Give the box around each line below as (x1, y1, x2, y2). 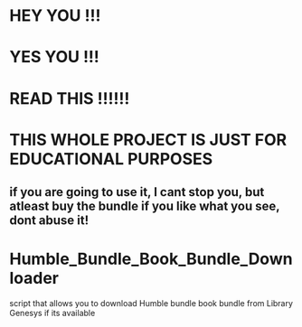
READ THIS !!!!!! (9, 88, 130, 108)
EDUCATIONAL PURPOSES (9, 148, 213, 169)
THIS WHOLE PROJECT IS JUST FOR (9, 129, 288, 150)
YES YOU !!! (9, 47, 99, 68)
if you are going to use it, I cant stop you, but (9, 184, 265, 200)
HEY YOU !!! (9, 5, 101, 26)
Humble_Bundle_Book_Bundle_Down (9, 249, 293, 269)
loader (9, 268, 60, 289)
